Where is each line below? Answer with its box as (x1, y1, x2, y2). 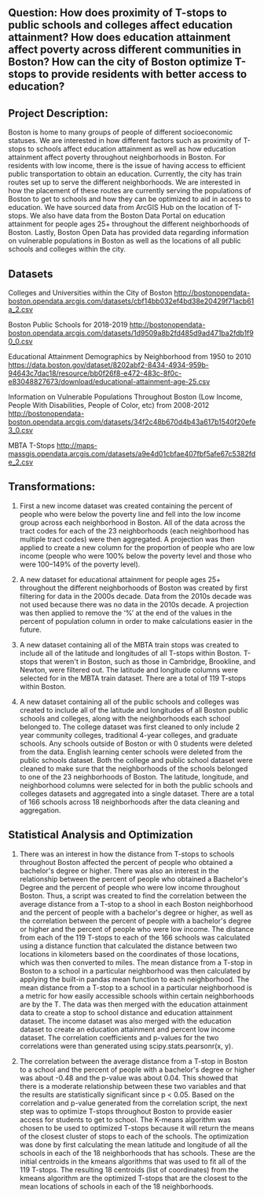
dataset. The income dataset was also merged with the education (19, 1016, 232, 1025)
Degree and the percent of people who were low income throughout (19, 882, 240, 892)
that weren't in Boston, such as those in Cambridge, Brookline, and (38, 656, 256, 666)
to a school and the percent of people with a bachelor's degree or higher (19, 1065, 255, 1074)
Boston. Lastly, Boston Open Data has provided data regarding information (8, 228, 249, 237)
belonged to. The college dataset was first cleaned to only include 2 (19, 722, 240, 731)
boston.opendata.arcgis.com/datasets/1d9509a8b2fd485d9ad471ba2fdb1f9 (8, 328, 254, 338)
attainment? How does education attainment (8, 31, 231, 44)
